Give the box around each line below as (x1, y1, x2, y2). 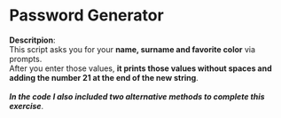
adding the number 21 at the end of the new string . (9, 72, 199, 83)
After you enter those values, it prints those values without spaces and (9, 63, 272, 74)
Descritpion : (9, 35, 56, 45)
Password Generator (9, 5, 164, 26)
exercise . (9, 100, 44, 111)
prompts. (9, 53, 43, 64)
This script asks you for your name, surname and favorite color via (9, 43, 255, 54)
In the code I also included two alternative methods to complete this (9, 90, 265, 102)
